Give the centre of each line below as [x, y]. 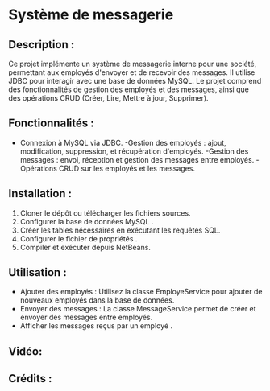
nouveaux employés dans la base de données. [97, 300]
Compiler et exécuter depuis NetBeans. [85, 247]
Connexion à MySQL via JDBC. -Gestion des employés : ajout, [123, 142]
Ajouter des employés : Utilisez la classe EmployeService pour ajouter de [141, 292]
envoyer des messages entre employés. [86, 317]
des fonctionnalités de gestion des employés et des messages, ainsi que [129, 89]
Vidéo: [25, 351]
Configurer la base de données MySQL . [87, 221]
